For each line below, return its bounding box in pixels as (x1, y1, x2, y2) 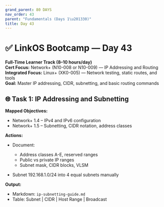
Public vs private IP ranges (19, 157, 75, 163)
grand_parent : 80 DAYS (5, 7, 52, 12)
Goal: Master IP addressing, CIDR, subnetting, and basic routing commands (5, 80, 159, 86)
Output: (5, 182, 21, 187)
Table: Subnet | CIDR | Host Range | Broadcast (12, 197, 107, 202)
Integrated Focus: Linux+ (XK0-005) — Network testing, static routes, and (5, 70, 157, 76)
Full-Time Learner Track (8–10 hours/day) (5, 59, 92, 65)
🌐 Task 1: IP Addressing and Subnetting (5, 95, 129, 103)
